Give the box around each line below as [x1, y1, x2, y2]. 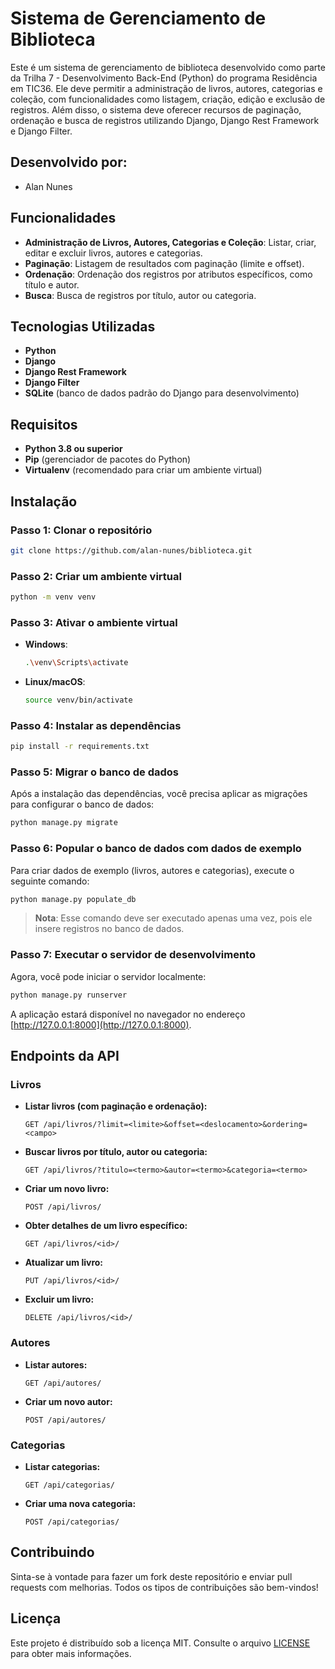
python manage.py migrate [10, 818, 118, 828]
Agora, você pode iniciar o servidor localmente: [10, 970, 207, 982]
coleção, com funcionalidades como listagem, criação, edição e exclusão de [10, 93, 326, 105]
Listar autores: [24, 1358, 88, 1371]
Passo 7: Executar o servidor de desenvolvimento [10, 948, 256, 962]
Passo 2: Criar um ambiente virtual [10, 569, 182, 583]
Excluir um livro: [24, 1293, 95, 1306]
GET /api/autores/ [24, 1378, 102, 1388]
